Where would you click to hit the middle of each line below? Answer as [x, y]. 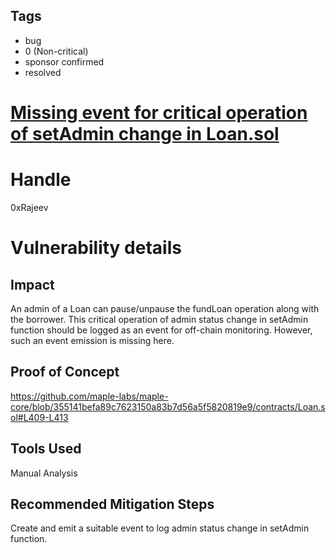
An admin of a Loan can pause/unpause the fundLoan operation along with [165, 308]
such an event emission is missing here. [92, 340]
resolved [43, 72]
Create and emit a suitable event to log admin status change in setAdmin [160, 528]
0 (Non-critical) [56, 51]
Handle [41, 180]
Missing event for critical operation [159, 113]
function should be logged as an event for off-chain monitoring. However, [161, 330]
